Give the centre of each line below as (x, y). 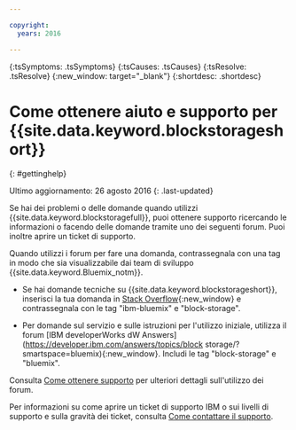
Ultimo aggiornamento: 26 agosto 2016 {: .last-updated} (112, 191)
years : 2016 (39, 33)
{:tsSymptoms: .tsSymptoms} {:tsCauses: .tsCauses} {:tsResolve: (128, 66)
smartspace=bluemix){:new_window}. (91, 354)
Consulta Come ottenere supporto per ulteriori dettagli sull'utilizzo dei (136, 380)
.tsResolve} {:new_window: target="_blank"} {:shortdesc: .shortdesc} (135, 75)
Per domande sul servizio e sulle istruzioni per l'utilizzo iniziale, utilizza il (154, 325)
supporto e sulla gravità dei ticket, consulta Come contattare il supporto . (141, 417)
